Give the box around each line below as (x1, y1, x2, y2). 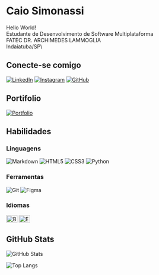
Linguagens (6, 144, 42, 153)
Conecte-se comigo (6, 60, 81, 70)
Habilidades (6, 126, 52, 137)
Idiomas (6, 201, 30, 209)
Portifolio (6, 94, 42, 104)
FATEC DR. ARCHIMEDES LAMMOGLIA (6, 36, 101, 44)
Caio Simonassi (6, 4, 84, 18)
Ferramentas (6, 173, 44, 181)
